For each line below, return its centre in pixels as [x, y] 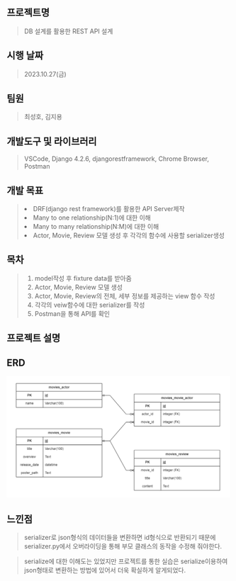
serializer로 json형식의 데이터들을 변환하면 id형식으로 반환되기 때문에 [120, 538]
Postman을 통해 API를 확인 [72, 313]
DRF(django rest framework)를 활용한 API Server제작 [109, 209]
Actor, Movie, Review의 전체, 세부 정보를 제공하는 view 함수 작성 [125, 295]
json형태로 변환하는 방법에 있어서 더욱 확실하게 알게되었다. [105, 570]
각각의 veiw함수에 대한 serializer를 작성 [90, 305]
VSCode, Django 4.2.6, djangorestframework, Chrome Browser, [117, 159]
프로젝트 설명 [34, 338]
